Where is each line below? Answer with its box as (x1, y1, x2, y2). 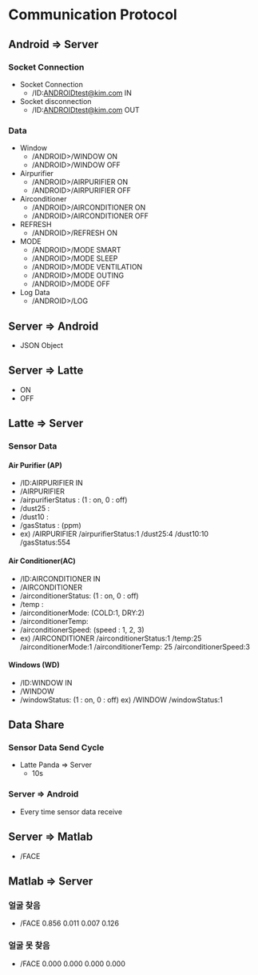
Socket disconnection (19, 96, 92, 106)
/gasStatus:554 (19, 537, 71, 547)
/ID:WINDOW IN (19, 677, 73, 687)
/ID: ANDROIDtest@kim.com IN (31, 88, 132, 98)
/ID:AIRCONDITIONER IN (19, 573, 101, 583)
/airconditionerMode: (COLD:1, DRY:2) (19, 608, 145, 617)
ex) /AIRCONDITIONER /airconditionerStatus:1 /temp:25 (19, 633, 202, 643)
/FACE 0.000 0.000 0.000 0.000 (19, 958, 126, 969)
